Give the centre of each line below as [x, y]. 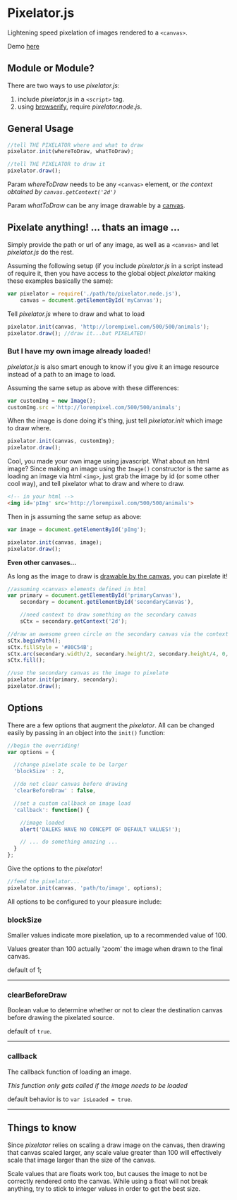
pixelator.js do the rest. [41, 252]
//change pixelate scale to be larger [71, 765]
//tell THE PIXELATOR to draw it [56, 164]
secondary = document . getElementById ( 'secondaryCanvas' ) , [107, 602]
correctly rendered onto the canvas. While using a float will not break [108, 1181]
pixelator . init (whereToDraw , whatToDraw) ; [71, 152]
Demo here [24, 46]
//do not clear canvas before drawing [71, 784]
